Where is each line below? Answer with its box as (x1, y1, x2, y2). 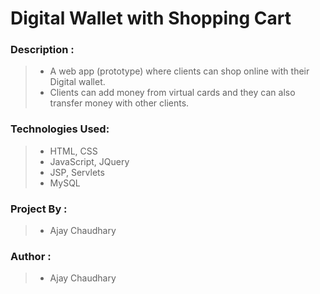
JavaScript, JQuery (49, 155, 130, 167)
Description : (10, 43, 75, 57)
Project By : (10, 202, 68, 216)
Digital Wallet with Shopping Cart (10, 7, 292, 30)
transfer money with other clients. (49, 97, 190, 109)
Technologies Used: (10, 122, 110, 136)
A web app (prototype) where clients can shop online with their (49, 65, 310, 77)
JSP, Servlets (49, 166, 105, 178)
